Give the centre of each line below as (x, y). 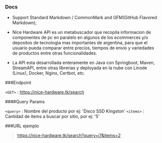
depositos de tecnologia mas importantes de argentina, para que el (80, 43)
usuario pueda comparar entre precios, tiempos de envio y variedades (83, 48)
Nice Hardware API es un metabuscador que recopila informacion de (81, 32)
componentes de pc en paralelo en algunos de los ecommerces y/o (80, 37)
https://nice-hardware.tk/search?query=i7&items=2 (69, 136)
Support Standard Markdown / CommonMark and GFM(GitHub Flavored (85, 18)
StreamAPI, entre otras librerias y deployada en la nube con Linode (80, 68)
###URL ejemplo (22, 126)
